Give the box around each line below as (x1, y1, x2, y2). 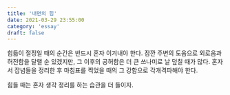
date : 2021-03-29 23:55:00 (7, 17, 85, 23)
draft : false (7, 29, 45, 36)
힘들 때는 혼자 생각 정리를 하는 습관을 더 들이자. (7, 81, 134, 89)
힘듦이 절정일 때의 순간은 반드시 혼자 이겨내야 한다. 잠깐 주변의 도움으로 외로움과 (7, 49, 222, 57)
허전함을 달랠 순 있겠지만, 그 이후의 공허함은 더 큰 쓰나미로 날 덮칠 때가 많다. (7, 58, 211, 66)
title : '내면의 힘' (7, 10, 57, 17)
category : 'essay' (7, 23, 60, 30)
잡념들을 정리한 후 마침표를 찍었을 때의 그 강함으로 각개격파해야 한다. (14, 66, 198, 74)
